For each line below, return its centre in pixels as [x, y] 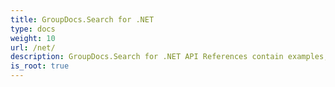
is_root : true [40, 66]
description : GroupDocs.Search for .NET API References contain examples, [169, 57]
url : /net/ [33, 47]
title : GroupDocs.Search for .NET [82, 19]
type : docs [33, 29]
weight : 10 [33, 38]
